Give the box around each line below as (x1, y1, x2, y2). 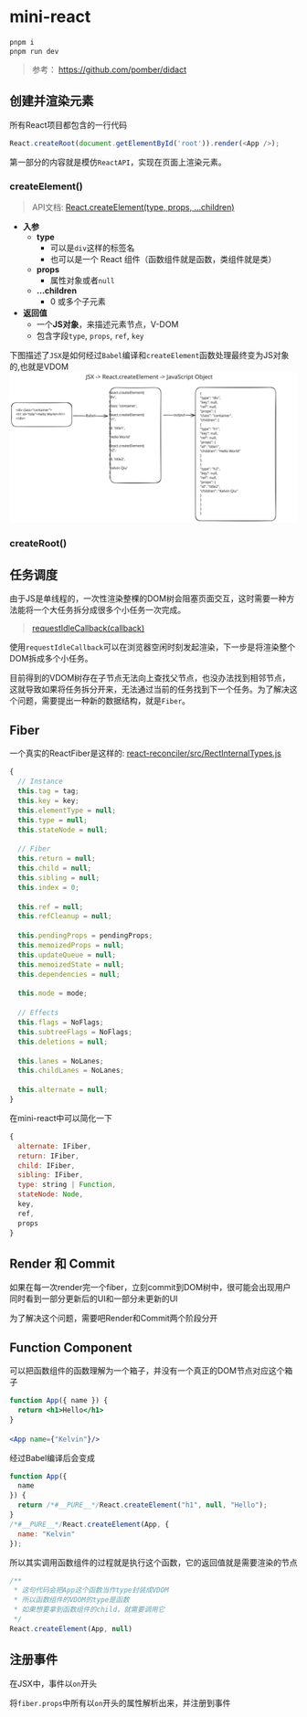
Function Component (9, 1340, 132, 1355)
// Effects (17, 1008, 59, 1018)
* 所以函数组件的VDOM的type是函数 (13, 1595, 130, 1605)
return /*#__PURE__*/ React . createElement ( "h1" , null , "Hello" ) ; (17, 1500, 268, 1510)
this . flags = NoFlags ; (17, 1018, 104, 1027)
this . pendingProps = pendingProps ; (17, 931, 153, 940)
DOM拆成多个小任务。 (9, 653, 93, 664)
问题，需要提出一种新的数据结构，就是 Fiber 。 (16, 695, 190, 706)
